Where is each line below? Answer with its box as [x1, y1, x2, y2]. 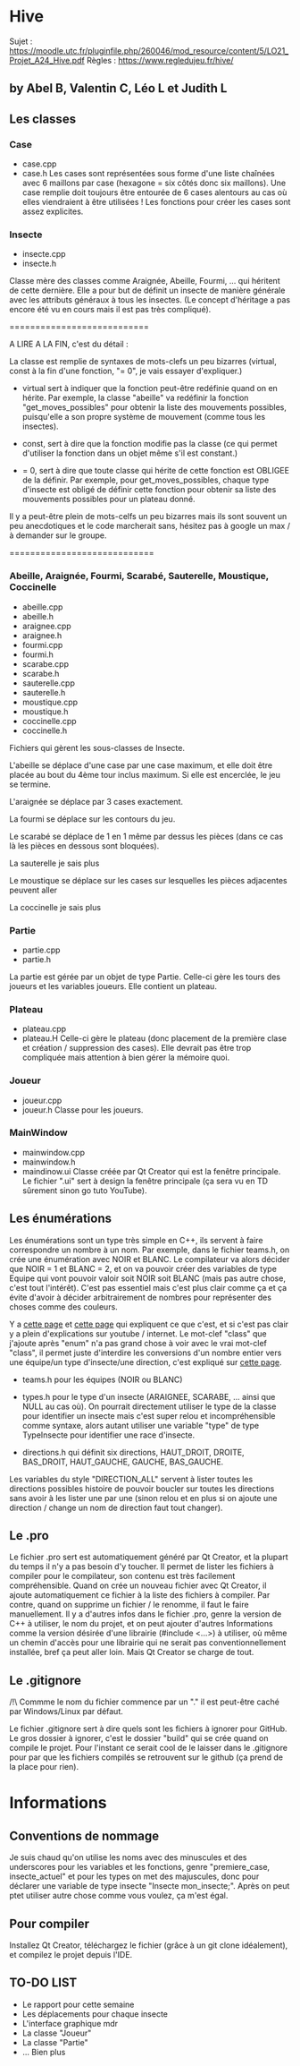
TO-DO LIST [9, 1976, 78, 1991]
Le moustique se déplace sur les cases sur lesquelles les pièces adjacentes [9, 875, 287, 885]
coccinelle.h [21, 725, 68, 736]
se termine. [9, 779, 51, 790]
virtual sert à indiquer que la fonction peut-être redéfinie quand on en [21, 383, 279, 394]
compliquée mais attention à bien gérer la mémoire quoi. [21, 1052, 230, 1063]
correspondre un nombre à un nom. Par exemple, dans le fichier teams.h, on [9, 1244, 290, 1255]
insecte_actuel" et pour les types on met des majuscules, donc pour [9, 1871, 260, 1882]
